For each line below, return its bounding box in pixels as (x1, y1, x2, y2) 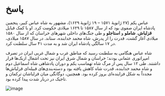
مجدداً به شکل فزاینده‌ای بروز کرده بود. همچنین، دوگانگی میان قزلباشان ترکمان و (5, 71, 152, 76)
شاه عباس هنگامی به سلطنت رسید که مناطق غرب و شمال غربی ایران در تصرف (5, 50, 152, 56)
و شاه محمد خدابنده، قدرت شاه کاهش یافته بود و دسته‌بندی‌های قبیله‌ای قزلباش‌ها (5, 65, 153, 72)
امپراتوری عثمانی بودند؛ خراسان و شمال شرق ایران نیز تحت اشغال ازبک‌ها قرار (5, 55, 149, 61)
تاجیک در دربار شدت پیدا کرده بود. (5, 76, 67, 82)
